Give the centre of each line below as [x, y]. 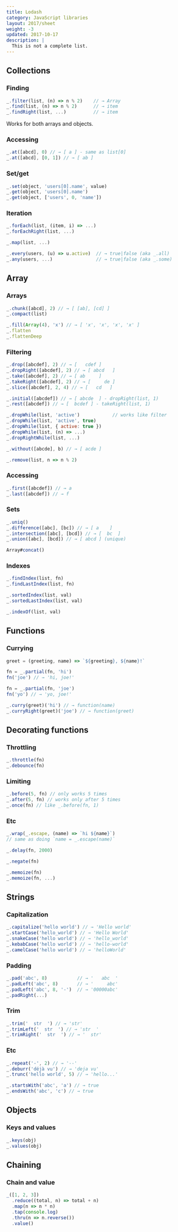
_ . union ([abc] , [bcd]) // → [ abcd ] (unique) [66, 539]
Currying [20, 648]
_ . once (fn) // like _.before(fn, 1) [53, 806]
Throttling [21, 747]
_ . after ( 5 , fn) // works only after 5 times [63, 800]
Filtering [19, 352]
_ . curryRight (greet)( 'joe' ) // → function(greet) [70, 711]
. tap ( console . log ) [35, 1212]
